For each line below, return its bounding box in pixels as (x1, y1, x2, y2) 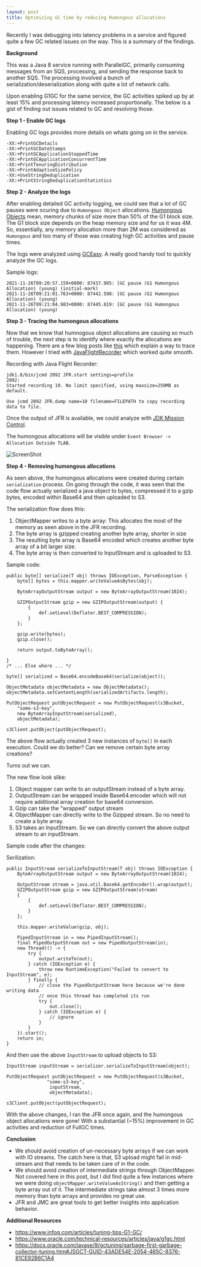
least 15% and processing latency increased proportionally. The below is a (6, 98, 191, 106)
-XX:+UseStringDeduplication (6, 172, 80, 178)
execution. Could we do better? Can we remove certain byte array (6, 743, 170, 751)
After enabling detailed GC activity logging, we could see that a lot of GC (6, 199, 187, 207)
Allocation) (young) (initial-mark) (6, 286, 98, 292)
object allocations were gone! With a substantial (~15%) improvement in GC (6, 1117, 194, 1125)
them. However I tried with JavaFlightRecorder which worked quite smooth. (6, 348, 194, 355)
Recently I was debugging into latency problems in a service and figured (6, 31, 186, 38)
